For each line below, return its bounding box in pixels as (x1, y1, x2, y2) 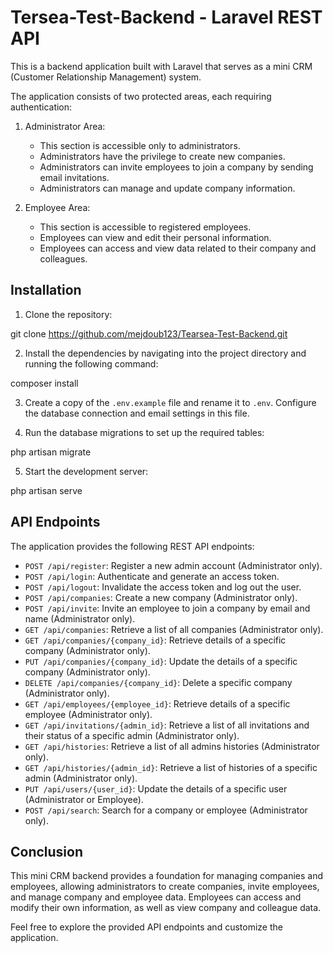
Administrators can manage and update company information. (39, 182, 296, 194)
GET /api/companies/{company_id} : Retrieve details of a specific (24, 634, 287, 646)
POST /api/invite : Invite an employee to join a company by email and (24, 602, 311, 614)
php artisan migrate (10, 446, 92, 458)
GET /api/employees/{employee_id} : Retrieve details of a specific (24, 697, 291, 710)
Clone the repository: (24, 308, 113, 320)
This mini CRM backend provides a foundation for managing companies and (10, 870, 324, 882)
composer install (10, 377, 79, 389)
